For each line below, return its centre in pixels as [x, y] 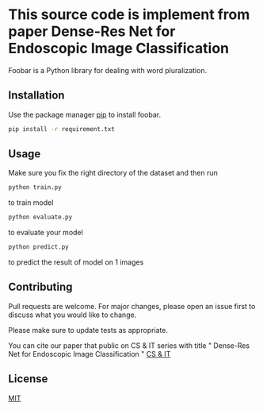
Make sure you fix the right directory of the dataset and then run [113, 173]
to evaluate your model [46, 233]
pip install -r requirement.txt [61, 129]
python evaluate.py [40, 217]
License [28, 379]
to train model [31, 203]
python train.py [35, 188]
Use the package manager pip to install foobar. [84, 114]
